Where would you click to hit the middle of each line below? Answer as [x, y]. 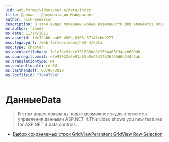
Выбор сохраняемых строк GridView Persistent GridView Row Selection [88, 134]
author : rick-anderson [29, 19]
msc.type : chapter [24, 47]
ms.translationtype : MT [30, 61]
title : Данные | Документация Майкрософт [49, 15]
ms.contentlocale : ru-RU [31, 66]
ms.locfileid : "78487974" [32, 75]
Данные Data [33, 100]
